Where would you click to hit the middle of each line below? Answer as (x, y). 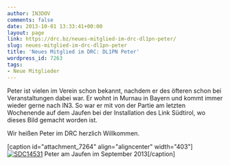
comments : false (30, 20)
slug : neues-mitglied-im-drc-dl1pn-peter (67, 45)
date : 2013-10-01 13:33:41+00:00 (55, 26)
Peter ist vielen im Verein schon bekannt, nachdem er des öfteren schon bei (114, 91)
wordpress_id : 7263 (35, 58)
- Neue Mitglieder (33, 71)
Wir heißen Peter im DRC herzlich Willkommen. (73, 133)
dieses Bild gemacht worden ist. (53, 120)
